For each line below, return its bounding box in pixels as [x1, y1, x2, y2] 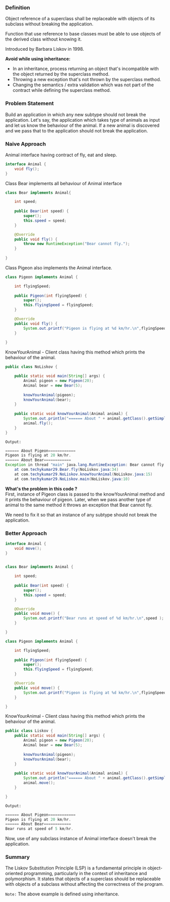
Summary [5, 854, 30, 861]
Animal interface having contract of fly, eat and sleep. [5, 152, 117, 158]
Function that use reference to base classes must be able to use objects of [5, 31, 161, 37]
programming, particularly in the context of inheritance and [23, 871, 147, 877]
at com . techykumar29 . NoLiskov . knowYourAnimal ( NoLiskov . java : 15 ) [14, 471, 153, 477]
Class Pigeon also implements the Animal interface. [5, 264, 112, 270]
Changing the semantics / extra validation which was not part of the [12, 82, 154, 88]
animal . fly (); [23, 421, 53, 426]
